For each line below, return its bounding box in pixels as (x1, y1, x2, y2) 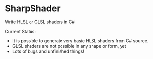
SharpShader (5, 3, 61, 14)
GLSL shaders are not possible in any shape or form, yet (12, 43, 126, 49)
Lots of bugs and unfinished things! (12, 48, 85, 54)
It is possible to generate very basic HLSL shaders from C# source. (12, 38, 149, 44)
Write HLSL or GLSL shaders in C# (5, 19, 75, 25)
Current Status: (5, 28, 36, 34)
